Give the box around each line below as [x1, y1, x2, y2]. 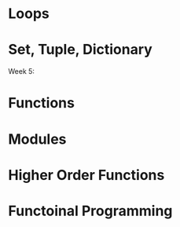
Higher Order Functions [8, 166, 165, 184]
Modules [8, 130, 67, 148]
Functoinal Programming [8, 202, 173, 220]
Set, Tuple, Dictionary [8, 41, 153, 59]
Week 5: [8, 67, 35, 76]
